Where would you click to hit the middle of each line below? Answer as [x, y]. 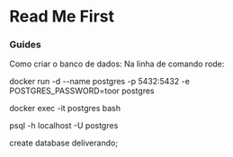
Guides [26, 45]
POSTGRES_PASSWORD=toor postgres [82, 91]
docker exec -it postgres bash [65, 109]
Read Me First [62, 17]
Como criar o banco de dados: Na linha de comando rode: [117, 64]
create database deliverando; [64, 143]
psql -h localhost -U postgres [64, 126]
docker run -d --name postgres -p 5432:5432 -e [100, 82]
